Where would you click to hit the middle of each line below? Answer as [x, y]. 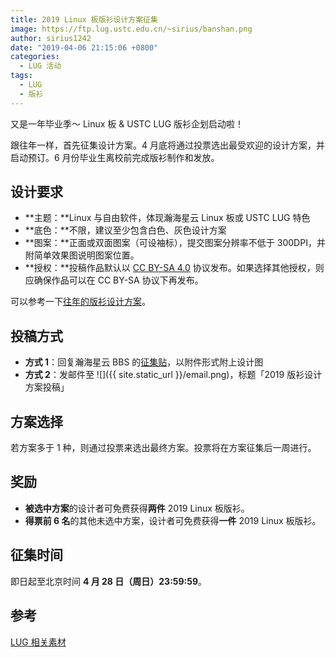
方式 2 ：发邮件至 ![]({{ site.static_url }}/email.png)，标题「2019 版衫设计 [173, 375]
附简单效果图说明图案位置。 [82, 255]
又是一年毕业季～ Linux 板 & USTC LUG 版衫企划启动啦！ [127, 123]
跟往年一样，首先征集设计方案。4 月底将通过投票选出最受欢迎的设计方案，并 [167, 145]
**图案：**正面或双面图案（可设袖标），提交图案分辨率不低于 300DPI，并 [175, 243]
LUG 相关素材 [38, 642]
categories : [35, 57]
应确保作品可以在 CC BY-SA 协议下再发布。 [114, 280]
